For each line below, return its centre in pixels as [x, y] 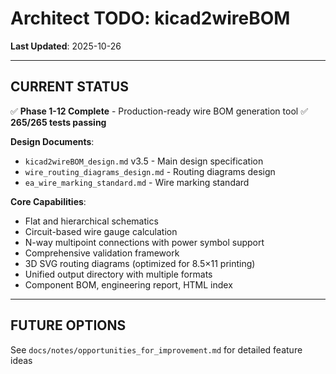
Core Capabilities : [48, 201]
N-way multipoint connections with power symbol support [144, 242]
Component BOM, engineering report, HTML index [128, 284]
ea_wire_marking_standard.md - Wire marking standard [137, 182]
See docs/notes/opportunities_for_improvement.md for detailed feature [156, 349]
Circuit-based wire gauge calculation [101, 231]
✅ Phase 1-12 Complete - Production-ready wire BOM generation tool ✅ [159, 111]
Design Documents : [52, 141]
